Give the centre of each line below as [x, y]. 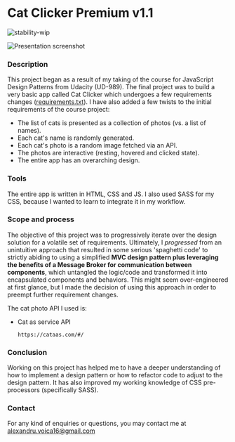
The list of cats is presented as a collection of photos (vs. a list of [112, 123]
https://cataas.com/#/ [51, 334]
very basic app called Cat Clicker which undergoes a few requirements [110, 95]
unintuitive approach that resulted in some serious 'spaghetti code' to [108, 249]
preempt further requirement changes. [63, 294]
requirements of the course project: [59, 110]
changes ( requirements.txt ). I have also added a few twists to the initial [109, 102]
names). [29, 131]
